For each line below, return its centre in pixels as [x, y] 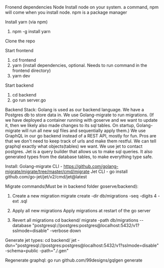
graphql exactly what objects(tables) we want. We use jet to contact [74, 146]
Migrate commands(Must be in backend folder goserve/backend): [72, 186]
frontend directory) [31, 70]
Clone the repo [20, 41]
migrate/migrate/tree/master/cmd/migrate [47, 171]
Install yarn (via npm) [27, 22]
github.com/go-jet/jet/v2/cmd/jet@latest [46, 177]
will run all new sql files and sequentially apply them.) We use [83, 131]
